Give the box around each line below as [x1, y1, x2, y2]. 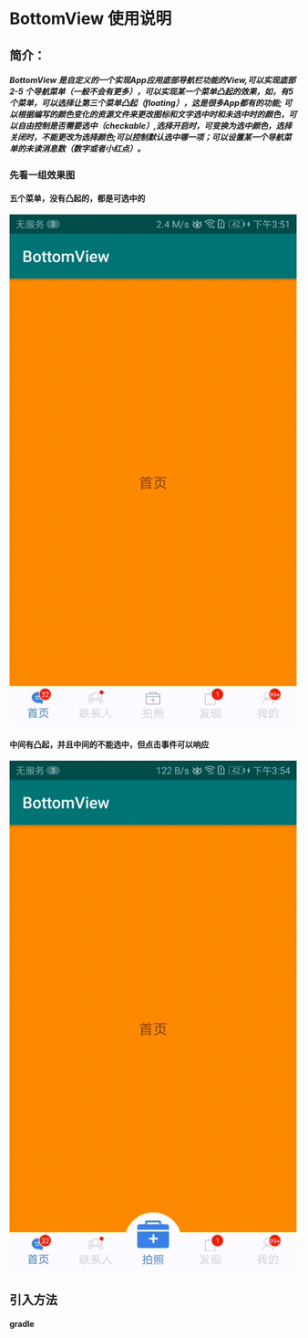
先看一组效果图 [9, 168, 76, 181]
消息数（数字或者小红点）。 [40, 143, 146, 154]
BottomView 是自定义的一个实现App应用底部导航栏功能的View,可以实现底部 [9, 75, 296, 86]
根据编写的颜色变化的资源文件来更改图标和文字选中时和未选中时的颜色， [16, 109, 289, 120]
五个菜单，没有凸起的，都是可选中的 [9, 193, 146, 204]
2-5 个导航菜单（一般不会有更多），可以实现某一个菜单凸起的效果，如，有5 [9, 86, 294, 97]
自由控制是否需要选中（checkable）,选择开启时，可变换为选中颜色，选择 [16, 121, 293, 132]
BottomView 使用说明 [9, 8, 172, 29]
